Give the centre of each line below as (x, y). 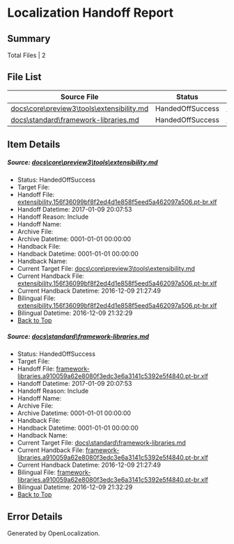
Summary (29, 39)
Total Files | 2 (26, 55)
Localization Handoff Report (91, 13)
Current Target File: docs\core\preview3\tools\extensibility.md (106, 269)
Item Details (34, 145)
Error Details (35, 516)
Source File (79, 97)
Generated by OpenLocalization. (54, 533)
